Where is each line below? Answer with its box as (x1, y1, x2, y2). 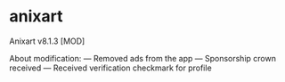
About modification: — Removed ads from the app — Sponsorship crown (9, 53, 276, 63)
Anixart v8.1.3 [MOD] (9, 36, 85, 46)
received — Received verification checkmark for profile (9, 62, 212, 73)
